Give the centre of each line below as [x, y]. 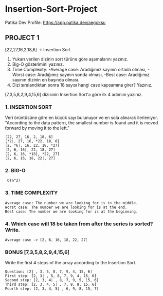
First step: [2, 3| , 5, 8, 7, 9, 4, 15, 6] [51, 276]
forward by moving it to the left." [37, 128]
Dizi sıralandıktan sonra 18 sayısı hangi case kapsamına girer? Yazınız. [82, 85]
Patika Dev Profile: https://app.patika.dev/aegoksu [55, 22]
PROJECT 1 [22, 38]
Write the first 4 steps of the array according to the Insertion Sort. [71, 263]
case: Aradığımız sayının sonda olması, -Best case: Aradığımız [87, 75]
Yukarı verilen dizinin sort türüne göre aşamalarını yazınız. [70, 59]
